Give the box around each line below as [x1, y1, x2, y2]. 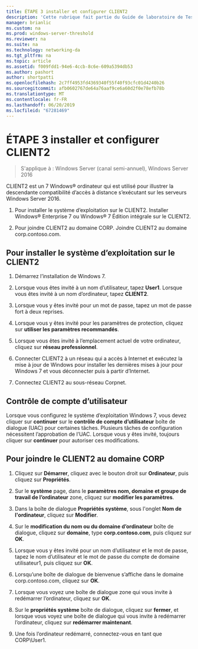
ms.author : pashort [6, 69, 54, 75]
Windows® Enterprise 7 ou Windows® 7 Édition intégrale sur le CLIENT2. [14, 213, 192, 220]
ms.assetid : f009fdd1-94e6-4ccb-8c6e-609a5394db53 [6, 63, 133, 70]
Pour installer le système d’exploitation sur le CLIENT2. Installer [14, 207, 169, 214]
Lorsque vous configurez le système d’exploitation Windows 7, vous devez [6, 412, 187, 419]
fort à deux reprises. [14, 308, 64, 315]
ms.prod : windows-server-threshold [6, 31, 94, 37]
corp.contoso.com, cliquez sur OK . [14, 577, 100, 584]
